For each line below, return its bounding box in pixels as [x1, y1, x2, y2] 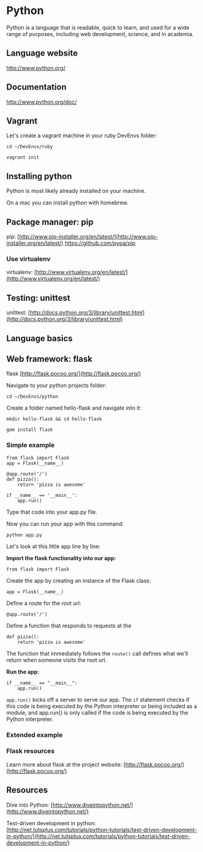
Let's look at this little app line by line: [6, 543, 101, 550]
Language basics [6, 333, 73, 344]
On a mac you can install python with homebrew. [6, 199, 129, 206]
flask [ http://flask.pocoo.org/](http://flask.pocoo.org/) [6, 370, 141, 377]
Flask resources [6, 747, 55, 756]
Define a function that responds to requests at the [6, 622, 132, 629]
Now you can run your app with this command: [6, 520, 124, 527]
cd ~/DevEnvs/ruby [6, 144, 53, 150]
